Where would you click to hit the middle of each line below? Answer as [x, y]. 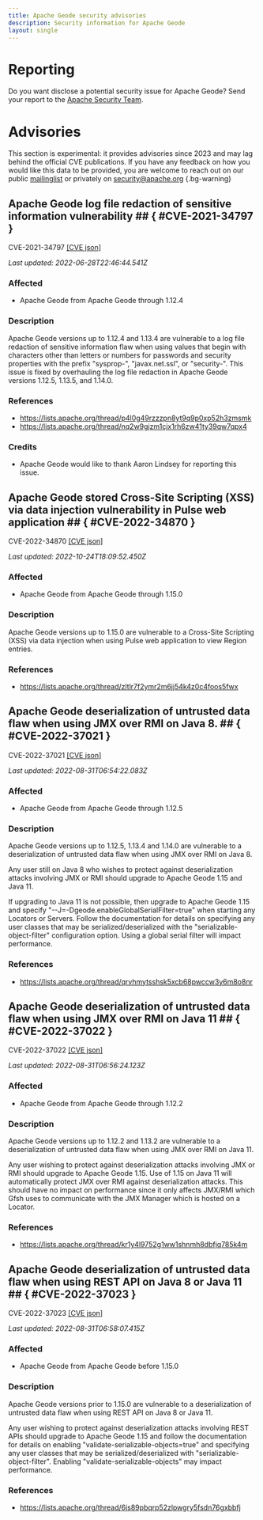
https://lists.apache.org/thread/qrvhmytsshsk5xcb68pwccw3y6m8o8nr [136, 981]
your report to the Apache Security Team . [76, 100]
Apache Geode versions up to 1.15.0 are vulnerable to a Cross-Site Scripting [131, 632]
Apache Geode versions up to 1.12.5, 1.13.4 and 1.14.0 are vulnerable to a [125, 846]
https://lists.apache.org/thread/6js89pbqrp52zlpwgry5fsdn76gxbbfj [130, 1507]
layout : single [33, 30]
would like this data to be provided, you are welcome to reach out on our [126, 170]
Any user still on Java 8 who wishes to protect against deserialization [120, 870]
